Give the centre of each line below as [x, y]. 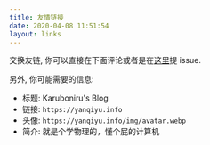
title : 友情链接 [36, 17]
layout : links [36, 34]
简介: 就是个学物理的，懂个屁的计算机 [91, 132]
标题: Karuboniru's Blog [65, 98]
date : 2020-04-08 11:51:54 [59, 26]
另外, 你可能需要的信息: [52, 79]
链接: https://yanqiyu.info [72, 109]
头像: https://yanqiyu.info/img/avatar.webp [104, 120]
